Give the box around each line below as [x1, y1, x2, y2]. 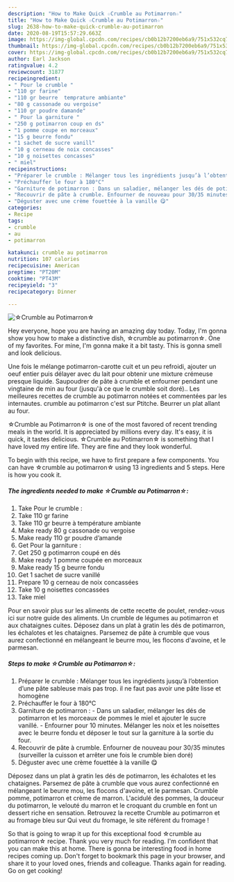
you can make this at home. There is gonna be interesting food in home [8, 844, 212, 853]
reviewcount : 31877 [8, 68, 65, 75]
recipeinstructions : [8, 165, 68, 173]
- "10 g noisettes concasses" [8, 152, 96, 160]
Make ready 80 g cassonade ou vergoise [17, 526, 135, 535]
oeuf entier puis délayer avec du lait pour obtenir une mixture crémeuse [8, 370, 213, 378]
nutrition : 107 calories [8, 255, 80, 263]
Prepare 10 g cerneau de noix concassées [17, 578, 139, 587]
